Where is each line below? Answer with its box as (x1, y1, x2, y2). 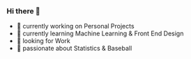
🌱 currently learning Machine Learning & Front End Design (16, 29, 184, 37)
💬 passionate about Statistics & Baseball (16, 44, 132, 53)
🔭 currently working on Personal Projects (16, 22, 135, 31)
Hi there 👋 (6, 6, 41, 16)
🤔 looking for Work (16, 37, 70, 45)
